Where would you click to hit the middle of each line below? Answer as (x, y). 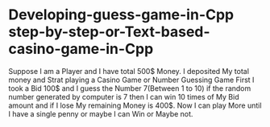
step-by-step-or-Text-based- (110, 32)
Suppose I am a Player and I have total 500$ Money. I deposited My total (129, 71)
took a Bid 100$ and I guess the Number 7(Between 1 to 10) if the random (130, 88)
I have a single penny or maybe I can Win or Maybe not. (101, 113)
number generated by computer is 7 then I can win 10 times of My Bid (124, 96)
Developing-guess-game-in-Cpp (121, 15)
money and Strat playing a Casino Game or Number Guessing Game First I (131, 80)
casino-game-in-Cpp (81, 49)
